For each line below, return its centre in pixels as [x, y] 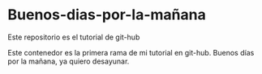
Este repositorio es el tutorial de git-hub [74, 37]
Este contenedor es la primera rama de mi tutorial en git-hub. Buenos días [131, 52]
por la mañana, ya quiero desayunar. [69, 61]
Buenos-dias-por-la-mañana [107, 15]
